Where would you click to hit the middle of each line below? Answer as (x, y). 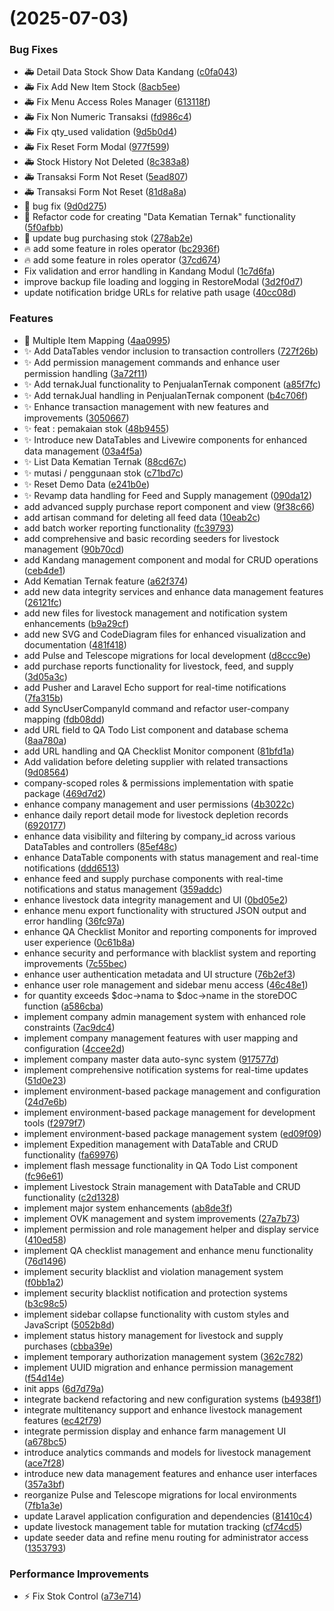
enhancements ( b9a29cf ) (76, 623)
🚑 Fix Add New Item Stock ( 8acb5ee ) (102, 87)
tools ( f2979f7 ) (54, 1123)
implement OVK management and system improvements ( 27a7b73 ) (162, 1218)
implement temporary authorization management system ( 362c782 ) (163, 1356)
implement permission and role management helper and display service (171, 1229)
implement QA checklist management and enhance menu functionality (168, 1250)
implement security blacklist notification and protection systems (155, 1293)
